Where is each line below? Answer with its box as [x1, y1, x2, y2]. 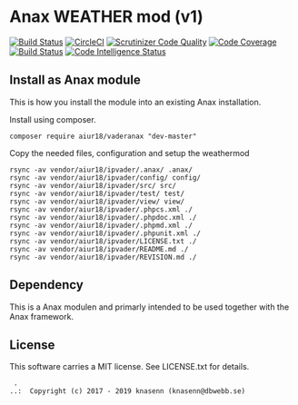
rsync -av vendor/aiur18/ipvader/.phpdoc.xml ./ [9, 212, 197, 222]
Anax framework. [9, 311, 74, 321]
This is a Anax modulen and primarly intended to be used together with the [9, 301, 290, 312]
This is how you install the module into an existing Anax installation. [9, 96, 262, 107]
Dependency [9, 277, 84, 292]
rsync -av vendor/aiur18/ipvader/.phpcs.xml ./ [9, 204, 194, 214]
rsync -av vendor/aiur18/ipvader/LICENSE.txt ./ [9, 236, 197, 246]
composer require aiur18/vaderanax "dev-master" [9, 132, 197, 141]
